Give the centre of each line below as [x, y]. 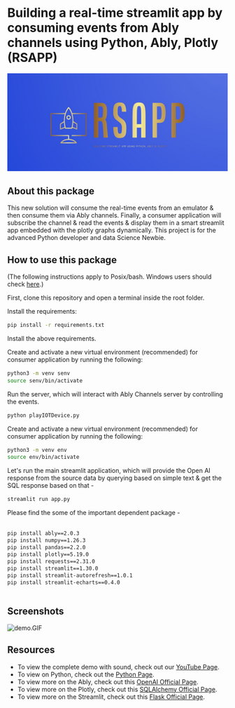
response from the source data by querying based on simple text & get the [115, 478]
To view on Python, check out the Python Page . [86, 674]
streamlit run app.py [39, 500]
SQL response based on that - [51, 486]
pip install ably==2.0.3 [43, 534]
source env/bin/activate [43, 457]
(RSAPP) [33, 58]
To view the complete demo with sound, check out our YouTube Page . [118, 667]
